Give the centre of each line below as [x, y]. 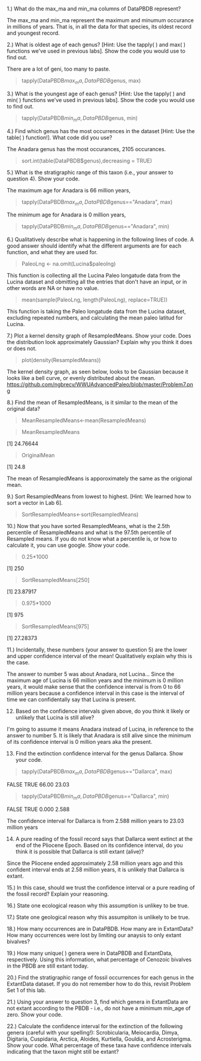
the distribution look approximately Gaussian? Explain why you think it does [100, 342]
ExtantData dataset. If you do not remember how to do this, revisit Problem [99, 984]
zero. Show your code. [35, 1014]
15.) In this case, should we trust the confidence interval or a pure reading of [101, 887]
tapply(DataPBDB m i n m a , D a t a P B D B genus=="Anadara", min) [95, 227]
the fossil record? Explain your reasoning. [58, 894]
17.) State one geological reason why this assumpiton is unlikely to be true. [98, 917]
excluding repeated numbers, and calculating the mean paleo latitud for [95, 318]
